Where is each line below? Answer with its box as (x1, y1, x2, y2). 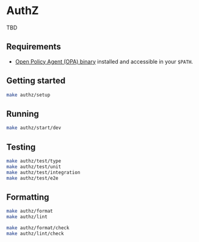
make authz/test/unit (6, 163, 62, 170)
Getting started (6, 76, 66, 86)
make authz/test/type (6, 158, 62, 164)
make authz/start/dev (6, 125, 62, 131)
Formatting (6, 192, 49, 202)
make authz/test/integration (6, 169, 81, 175)
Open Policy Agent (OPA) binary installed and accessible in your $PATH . (15, 57, 194, 65)
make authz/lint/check (6, 230, 64, 237)
